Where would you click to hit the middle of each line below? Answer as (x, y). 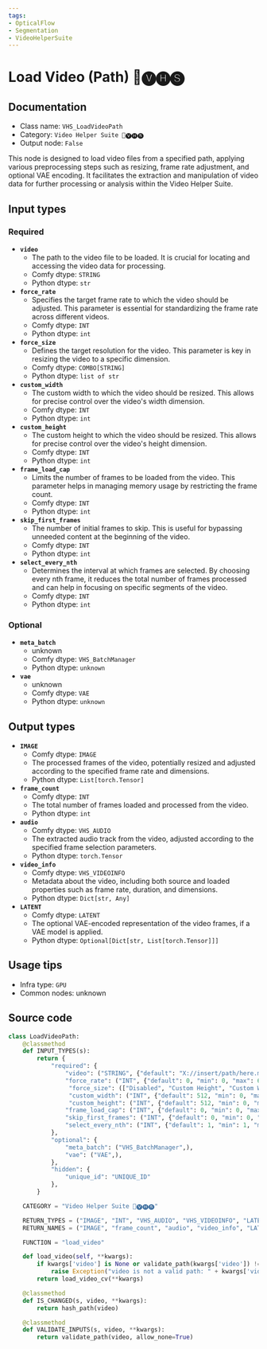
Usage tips (35, 966)
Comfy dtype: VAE (60, 693)
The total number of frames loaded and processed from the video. (140, 805)
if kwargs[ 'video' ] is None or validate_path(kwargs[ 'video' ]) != (149, 1264)
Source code (41, 1018)
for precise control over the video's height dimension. (119, 444)
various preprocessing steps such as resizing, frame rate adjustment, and (129, 167)
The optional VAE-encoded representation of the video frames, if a (141, 924)
